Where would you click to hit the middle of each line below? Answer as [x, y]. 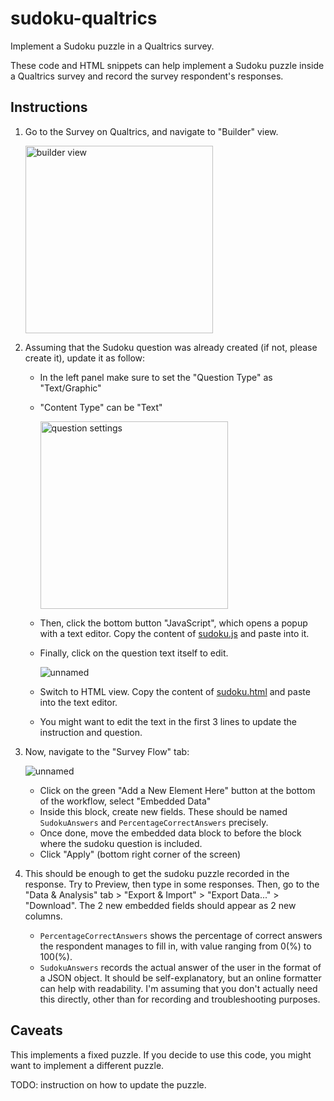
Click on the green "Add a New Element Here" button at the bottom [177, 790]
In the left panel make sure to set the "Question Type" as [156, 377]
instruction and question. [91, 732]
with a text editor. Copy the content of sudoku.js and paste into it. [174, 633]
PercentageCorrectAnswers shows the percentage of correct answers [181, 935]
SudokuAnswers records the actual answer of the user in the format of [180, 967]
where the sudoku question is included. [121, 843]
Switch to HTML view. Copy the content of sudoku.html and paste [175, 691]
